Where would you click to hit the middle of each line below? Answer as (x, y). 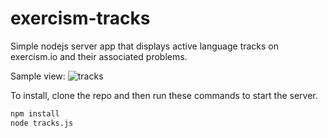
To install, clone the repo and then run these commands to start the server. (164, 95)
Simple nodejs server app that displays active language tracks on (145, 46)
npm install (35, 113)
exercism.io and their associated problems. (99, 56)
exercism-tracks (80, 18)
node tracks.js (42, 123)
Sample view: (38, 76)
